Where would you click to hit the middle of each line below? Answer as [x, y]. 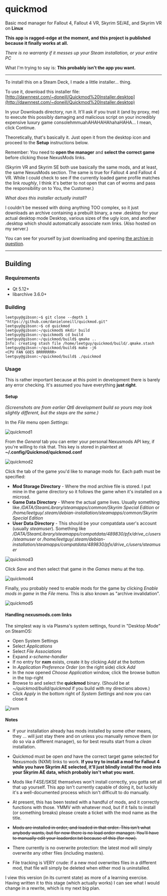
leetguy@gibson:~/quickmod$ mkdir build [48, 330]
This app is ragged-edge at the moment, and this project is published [78, 38]
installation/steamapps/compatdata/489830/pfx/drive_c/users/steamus [86, 544]
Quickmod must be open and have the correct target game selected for [85, 756]
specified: [15, 477]
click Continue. [21, 127]
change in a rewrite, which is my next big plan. [53, 888]
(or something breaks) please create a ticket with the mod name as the [85, 812]
